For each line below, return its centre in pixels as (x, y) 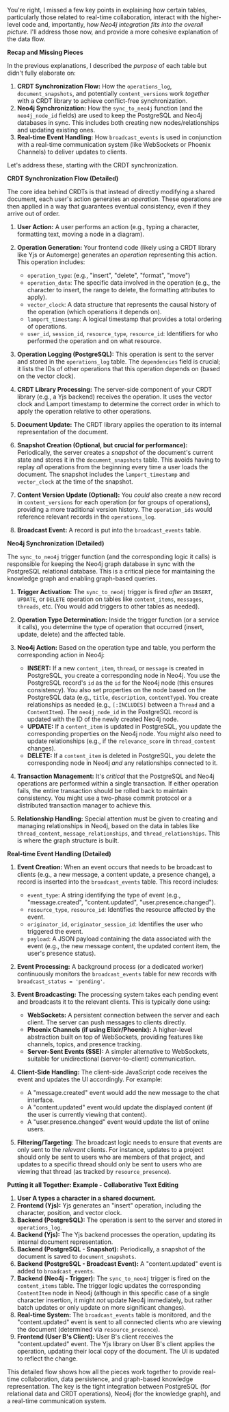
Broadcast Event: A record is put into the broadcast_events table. (109, 530)
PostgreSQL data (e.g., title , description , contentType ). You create (123, 697)
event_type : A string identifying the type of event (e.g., (104, 895)
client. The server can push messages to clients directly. (107, 1022)
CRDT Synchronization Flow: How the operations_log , (94, 86)
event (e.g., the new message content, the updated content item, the (124, 946)
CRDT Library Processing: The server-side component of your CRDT (114, 389)
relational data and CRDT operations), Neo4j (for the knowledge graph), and (114, 1393)
